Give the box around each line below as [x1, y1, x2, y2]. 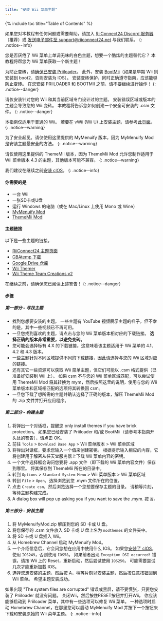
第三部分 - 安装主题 [5, 508, 44, 514]
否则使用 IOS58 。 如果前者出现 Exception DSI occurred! [39, 551, 151, 557]
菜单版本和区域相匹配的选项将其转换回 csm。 [12, 385, 103, 391]
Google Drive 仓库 [12, 260, 49, 266]
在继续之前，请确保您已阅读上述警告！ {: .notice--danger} [5, 281, 121, 287]
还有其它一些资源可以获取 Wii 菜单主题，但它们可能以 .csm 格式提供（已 [12, 367, 157, 373]
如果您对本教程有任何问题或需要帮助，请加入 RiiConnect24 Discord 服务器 [5, 30, 154, 37]
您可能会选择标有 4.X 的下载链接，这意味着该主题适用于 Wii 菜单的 [12, 342, 145, 349]
